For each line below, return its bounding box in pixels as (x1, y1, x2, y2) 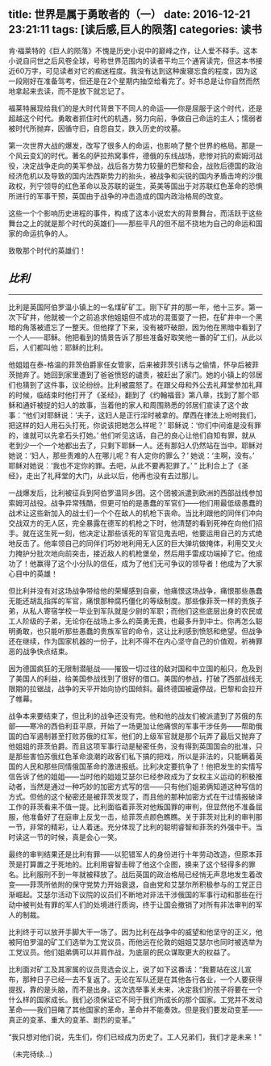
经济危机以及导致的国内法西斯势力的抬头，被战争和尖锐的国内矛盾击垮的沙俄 (8, 170, 263, 180)
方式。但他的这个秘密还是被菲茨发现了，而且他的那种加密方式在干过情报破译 (8, 791, 263, 801)
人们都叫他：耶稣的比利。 (22, 342, 107, 352)
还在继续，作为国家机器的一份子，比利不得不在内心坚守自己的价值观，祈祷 (8, 636, 256, 646)
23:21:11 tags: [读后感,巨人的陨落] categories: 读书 (8, 23, 262, 36)
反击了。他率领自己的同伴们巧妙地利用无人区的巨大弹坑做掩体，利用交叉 (15, 538, 256, 548)
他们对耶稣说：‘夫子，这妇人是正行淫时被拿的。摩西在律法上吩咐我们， (25, 410, 261, 420)
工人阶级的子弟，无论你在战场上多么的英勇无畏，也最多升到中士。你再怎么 (8, 616, 256, 626)
